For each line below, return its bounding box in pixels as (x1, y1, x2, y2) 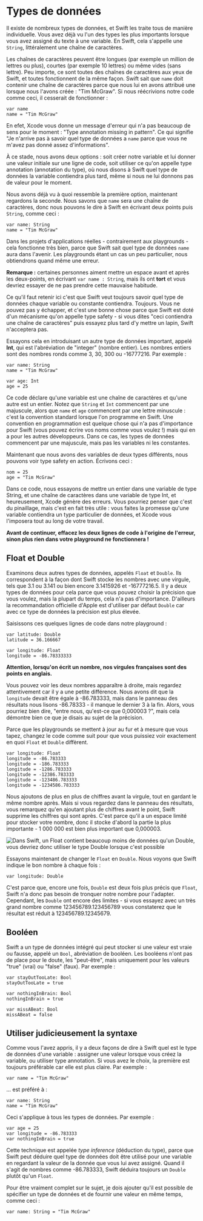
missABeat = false (6, 1012, 53, 1018)
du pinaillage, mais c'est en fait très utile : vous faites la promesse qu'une (6, 504, 190, 511)
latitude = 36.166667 (6, 636, 61, 643)
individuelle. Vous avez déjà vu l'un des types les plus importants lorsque (6, 30, 190, 38)
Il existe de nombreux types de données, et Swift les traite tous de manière (6, 24, 193, 32)
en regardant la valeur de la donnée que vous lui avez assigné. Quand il (6, 1160, 185, 1167)
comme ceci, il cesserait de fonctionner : (6, 94, 108, 101)
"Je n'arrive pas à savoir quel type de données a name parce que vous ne (6, 135, 187, 142)
